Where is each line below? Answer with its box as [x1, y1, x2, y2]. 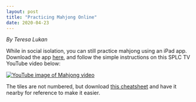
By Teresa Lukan [6, 36, 48, 43]
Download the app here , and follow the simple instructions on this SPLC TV [6, 54, 191, 61]
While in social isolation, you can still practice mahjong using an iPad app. [6, 47, 187, 55]
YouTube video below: [6, 60, 61, 67]
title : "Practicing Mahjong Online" [6, 14, 97, 20]
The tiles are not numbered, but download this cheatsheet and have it [6, 83, 177, 90]
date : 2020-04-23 [6, 20, 49, 26]
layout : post [6, 8, 39, 15]
